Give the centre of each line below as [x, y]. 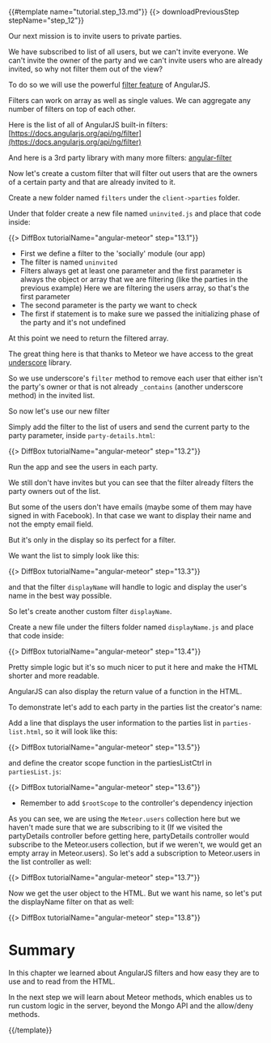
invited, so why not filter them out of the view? [86, 69]
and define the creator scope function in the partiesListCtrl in [110, 763]
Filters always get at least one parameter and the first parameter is [131, 270]
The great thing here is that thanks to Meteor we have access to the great [131, 354]
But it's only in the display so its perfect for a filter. [92, 540]
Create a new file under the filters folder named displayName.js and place [131, 627]
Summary [42, 950]
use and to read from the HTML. [62, 981]
